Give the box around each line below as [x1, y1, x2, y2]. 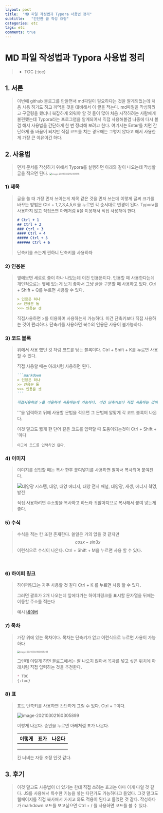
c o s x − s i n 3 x [75, 539, 101, 545]
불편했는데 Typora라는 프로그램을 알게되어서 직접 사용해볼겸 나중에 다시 [17, 116, 154, 122]
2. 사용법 [5, 150, 31, 159]
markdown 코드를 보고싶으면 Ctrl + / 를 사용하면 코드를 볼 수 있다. [22, 802, 148, 808]
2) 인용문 [5, 263, 25, 270]
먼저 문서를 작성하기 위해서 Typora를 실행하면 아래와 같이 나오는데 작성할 [17, 164, 156, 170]
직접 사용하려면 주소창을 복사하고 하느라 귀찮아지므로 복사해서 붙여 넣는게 [17, 499, 157, 505]
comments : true [5, 30, 36, 35]
